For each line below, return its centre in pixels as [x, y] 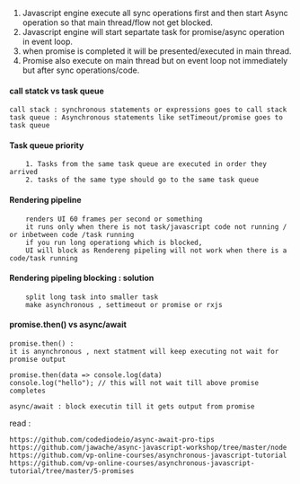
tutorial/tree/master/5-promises [72, 471]
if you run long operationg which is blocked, [114, 242]
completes [28, 391]
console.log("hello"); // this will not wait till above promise [134, 383]
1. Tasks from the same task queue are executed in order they [146, 164]
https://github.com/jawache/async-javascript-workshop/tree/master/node [148, 448]
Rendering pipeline [46, 200]
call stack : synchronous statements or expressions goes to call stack [148, 110]
